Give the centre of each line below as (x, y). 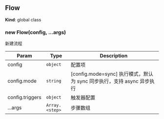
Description (114, 56)
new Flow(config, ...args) (36, 32)
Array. (54, 105)
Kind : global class (23, 19)
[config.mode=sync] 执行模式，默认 (112, 74)
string (54, 81)
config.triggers (24, 98)
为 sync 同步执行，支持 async (105, 81)
